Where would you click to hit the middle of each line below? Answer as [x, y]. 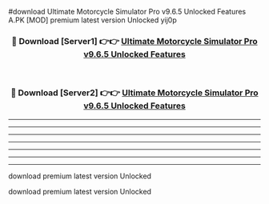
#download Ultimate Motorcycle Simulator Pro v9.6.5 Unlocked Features [127, 12]
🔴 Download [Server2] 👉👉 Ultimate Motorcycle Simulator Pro [134, 93]
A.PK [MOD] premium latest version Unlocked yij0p [93, 20]
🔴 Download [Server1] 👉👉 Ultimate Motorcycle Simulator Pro [134, 41]
